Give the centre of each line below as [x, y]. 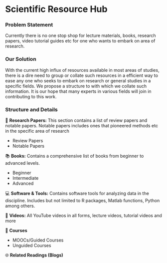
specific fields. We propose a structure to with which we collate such [76, 86]
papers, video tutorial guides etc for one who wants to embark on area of [80, 41]
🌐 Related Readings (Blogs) [34, 255]
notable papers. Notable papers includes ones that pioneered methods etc [82, 126]
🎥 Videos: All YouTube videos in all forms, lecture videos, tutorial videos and [83, 216]
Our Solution [21, 59]
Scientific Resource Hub [56, 9]
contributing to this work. [31, 96]
